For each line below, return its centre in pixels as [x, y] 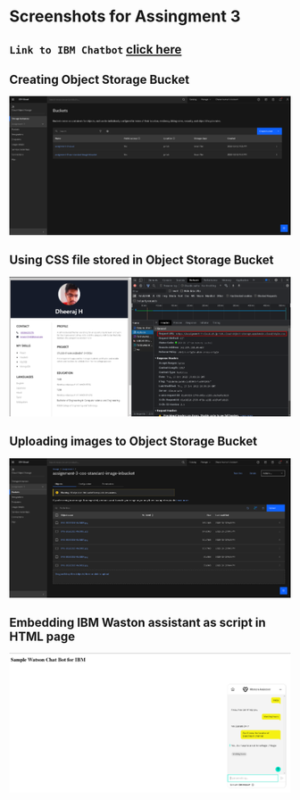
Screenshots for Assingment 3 [125, 17]
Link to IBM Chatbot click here [96, 50]
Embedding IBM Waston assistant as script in [137, 623]
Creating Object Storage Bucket [100, 79]
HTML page [42, 637]
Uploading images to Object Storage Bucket [133, 442]
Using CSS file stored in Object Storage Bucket [142, 260]
